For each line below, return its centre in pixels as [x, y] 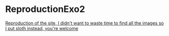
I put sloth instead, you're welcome [42, 28]
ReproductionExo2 [45, 9]
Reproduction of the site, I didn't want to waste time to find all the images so [85, 23]
